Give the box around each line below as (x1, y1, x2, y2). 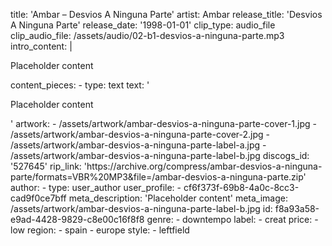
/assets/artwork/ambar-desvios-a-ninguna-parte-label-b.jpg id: (10, 203, 273, 214)
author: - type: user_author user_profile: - (10, 182, 182, 193)
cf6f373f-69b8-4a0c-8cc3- (183, 182, 300, 193)
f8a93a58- (274, 203, 320, 214)
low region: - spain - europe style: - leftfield (10, 224, 190, 236)
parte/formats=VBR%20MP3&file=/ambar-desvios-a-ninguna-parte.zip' (10, 171, 307, 183)
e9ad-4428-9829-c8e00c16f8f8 (10, 214, 145, 225)
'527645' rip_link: (10, 160, 82, 172)
